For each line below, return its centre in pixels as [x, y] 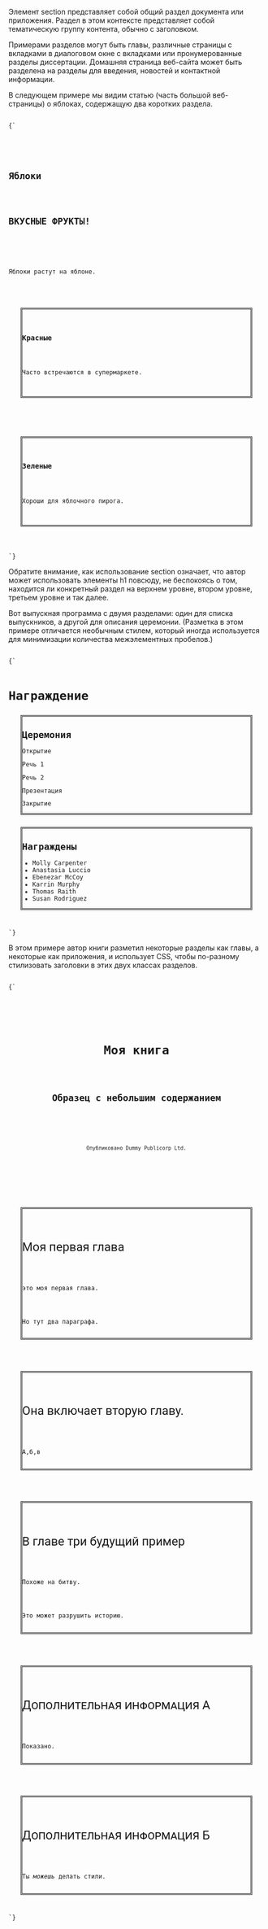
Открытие [37, 751]
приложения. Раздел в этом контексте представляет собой [112, 20]
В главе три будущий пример [103, 1541]
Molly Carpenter [60, 863]
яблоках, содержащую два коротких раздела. [132, 104]
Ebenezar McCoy [58, 877]
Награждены [49, 847]
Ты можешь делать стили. [64, 1877]
